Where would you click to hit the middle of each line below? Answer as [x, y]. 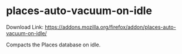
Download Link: [25, 27]
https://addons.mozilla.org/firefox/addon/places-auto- [110, 27]
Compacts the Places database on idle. [53, 45]
